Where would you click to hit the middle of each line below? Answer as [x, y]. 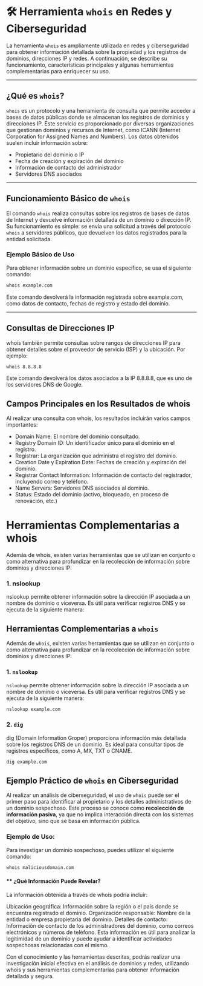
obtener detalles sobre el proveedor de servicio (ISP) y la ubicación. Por [96, 349]
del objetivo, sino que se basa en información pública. [73, 821]
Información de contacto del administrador [68, 167]
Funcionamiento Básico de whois [68, 198]
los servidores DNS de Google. [45, 385]
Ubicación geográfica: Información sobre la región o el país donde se [92, 906]
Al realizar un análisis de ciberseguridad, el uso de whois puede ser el [93, 795]
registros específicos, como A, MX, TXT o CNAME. [69, 751]
